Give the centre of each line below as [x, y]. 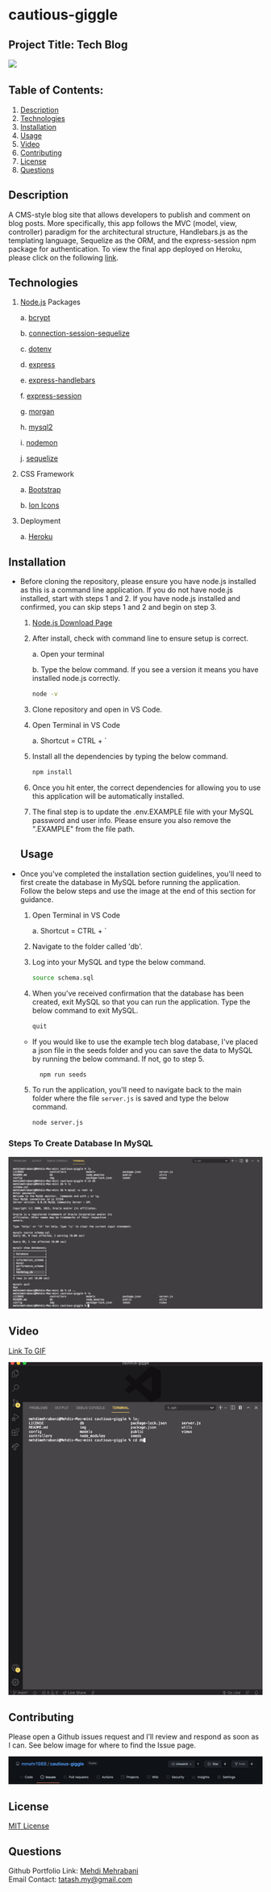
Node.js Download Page [72, 623]
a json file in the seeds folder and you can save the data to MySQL [142, 1050]
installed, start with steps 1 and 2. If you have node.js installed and [130, 599]
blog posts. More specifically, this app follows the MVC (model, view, [123, 223]
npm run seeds [63, 1075]
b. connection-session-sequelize [75, 333]
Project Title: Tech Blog [68, 45]
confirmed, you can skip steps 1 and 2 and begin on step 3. [118, 608]
